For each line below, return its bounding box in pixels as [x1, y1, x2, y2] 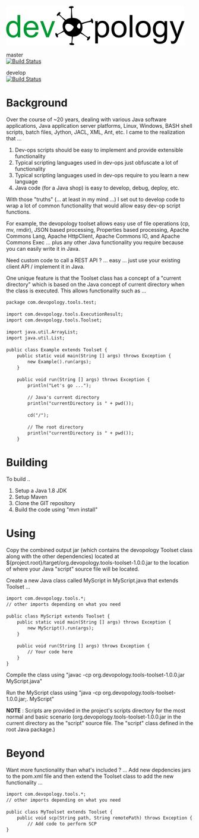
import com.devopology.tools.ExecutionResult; [6, 311, 124, 317]
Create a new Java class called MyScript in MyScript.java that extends [6, 576, 179, 584]
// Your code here [27, 648, 73, 655]
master [6, 51, 24, 58]
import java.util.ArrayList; [6, 329, 78, 335]
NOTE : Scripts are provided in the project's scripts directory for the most [6, 707, 186, 714]
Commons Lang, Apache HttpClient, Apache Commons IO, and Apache [6, 232, 180, 240]
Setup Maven [14, 493, 48, 500]
